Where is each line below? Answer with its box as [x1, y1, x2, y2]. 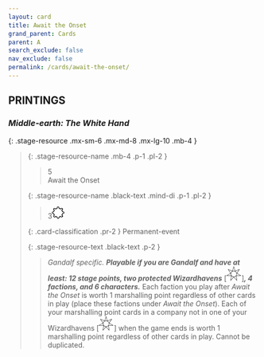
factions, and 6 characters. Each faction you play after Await [47, 281, 250, 291]
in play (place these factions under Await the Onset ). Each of [47, 299, 247, 308]
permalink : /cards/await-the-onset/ [8, 64, 130, 72]
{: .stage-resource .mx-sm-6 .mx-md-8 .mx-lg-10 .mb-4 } [8, 135, 197, 145]
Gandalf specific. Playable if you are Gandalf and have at [47, 257, 240, 267]
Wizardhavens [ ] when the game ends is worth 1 [47, 323, 220, 332]
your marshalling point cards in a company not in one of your [47, 307, 248, 316]
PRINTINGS [8, 94, 66, 108]
